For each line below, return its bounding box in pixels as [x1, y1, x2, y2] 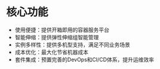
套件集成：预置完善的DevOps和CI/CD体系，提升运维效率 [14, 56, 154, 63]
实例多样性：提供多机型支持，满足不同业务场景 [14, 41, 130, 48]
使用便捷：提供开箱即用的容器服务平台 [14, 26, 109, 33]
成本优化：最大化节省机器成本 [14, 48, 88, 55]
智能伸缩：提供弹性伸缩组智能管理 [14, 33, 99, 40]
